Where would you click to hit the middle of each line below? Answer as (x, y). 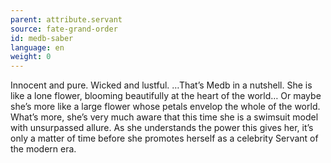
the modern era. (43, 149)
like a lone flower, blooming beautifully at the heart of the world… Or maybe (166, 96)
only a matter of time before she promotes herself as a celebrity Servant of (164, 138)
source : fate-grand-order (64, 29)
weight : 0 (31, 57)
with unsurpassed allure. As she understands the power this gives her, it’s (162, 128)
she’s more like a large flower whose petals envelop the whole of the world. (165, 107)
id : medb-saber (42, 38)
